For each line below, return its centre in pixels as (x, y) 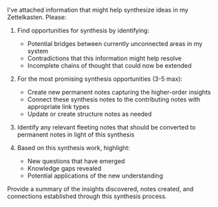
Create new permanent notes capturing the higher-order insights (119, 92)
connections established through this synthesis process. (87, 196)
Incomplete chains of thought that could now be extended (109, 65)
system (38, 51)
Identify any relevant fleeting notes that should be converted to (106, 127)
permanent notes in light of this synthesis (76, 134)
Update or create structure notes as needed (90, 114)
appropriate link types (58, 107)
